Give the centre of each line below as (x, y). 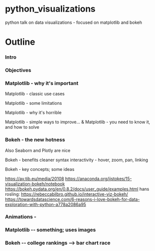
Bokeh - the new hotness (35, 140)
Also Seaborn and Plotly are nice (38, 150)
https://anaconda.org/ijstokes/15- (98, 179)
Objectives (18, 70)
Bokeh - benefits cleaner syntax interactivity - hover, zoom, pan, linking (77, 160)
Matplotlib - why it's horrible (33, 113)
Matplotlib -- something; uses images (51, 230)
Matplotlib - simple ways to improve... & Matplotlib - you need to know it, (78, 122)
